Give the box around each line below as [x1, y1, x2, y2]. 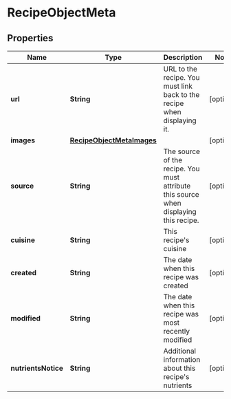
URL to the [163, 64, 198, 74]
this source [163, 190, 199, 199]
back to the [163, 90, 200, 99]
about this [163, 363, 196, 373]
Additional [163, 346, 197, 356]
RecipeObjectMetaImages [69, 136, 157, 145]
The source [163, 147, 201, 156]
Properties [7, 32, 54, 44]
